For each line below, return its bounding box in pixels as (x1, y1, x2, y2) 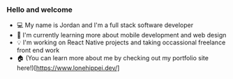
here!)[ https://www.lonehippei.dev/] (16, 64, 120, 72)
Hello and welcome (6, 5, 73, 15)
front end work (16, 46, 60, 55)
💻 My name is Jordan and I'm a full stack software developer (16, 21, 193, 29)
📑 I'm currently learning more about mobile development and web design (16, 31, 227, 39)
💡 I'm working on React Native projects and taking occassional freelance (16, 38, 226, 46)
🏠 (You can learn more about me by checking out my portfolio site (16, 54, 209, 62)
